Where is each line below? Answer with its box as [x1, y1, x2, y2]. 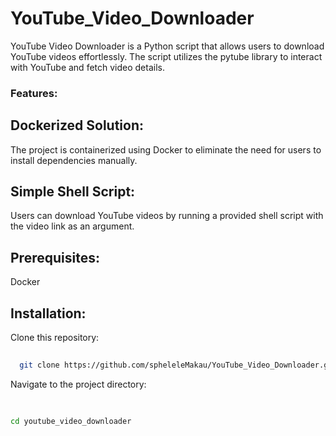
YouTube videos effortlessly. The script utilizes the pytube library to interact [10, 50, 323, 62]
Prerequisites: [10, 249, 100, 266]
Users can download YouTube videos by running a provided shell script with [10, 210, 324, 222]
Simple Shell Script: [10, 183, 136, 201]
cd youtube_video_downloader [10, 416, 132, 426]
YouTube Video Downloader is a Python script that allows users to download [10, 40, 325, 52]
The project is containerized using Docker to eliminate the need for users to [10, 143, 322, 156]
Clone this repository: [10, 332, 100, 344]
